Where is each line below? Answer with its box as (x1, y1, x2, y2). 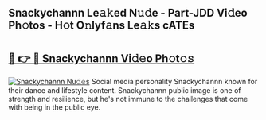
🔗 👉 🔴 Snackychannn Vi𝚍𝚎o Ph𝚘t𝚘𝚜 (8, 52, 195, 65)
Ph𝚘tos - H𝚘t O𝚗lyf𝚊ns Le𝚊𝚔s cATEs (8, 19, 195, 33)
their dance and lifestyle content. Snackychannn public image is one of (8, 86, 241, 95)
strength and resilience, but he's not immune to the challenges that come (8, 95, 248, 103)
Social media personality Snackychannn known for (91, 77, 258, 86)
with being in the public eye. (8, 103, 101, 112)
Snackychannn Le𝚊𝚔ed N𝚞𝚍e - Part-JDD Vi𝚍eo (8, 6, 248, 20)
